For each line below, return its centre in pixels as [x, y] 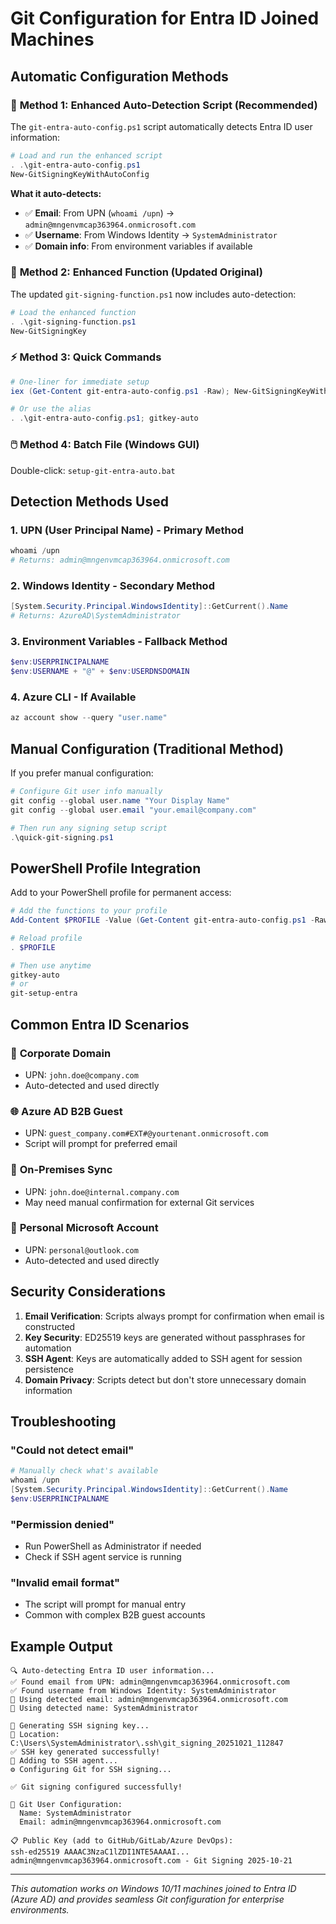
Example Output [61, 1646]
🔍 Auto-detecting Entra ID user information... [112, 1671]
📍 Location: [35, 1735]
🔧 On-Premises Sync [61, 1170]
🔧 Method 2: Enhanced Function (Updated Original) [136, 272]
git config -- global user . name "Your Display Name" [120, 800]
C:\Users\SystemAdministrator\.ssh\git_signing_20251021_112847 [147, 1743]
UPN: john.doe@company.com [81, 1074]
